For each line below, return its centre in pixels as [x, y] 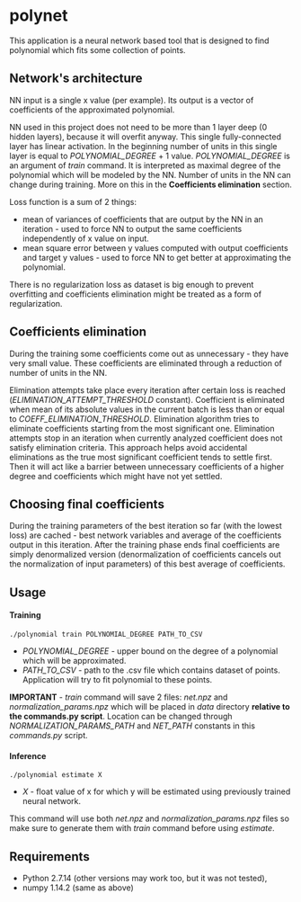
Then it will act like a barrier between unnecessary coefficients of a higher [147, 466]
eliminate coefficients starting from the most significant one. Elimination [142, 428]
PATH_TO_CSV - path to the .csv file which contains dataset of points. [151, 670]
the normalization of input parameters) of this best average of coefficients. [147, 564]
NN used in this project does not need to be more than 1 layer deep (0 [138, 127]
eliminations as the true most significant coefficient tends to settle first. [141, 457]
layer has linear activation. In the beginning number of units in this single [143, 146]
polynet [39, 16]
